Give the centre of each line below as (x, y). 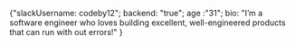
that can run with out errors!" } (67, 32)
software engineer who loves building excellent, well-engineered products (148, 23)
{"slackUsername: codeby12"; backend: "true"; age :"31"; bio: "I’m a (136, 13)
